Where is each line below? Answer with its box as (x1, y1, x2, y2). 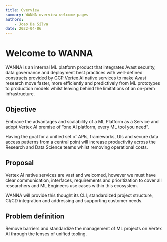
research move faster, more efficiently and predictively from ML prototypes (5, 80, 160, 86)
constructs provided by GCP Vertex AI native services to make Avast (5, 75, 146, 81)
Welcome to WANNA (5, 48, 93, 59)
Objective (5, 105, 37, 114)
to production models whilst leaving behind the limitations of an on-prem (5, 86, 155, 92)
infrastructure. (5, 91, 35, 97)
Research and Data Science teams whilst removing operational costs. (5, 144, 148, 150)
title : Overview (5, 7, 39, 13)
